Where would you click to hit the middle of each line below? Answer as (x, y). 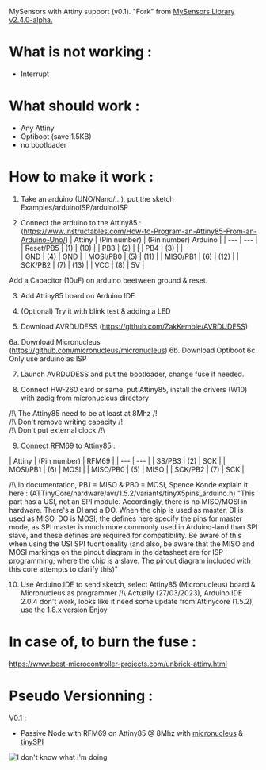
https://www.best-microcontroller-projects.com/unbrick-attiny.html (118, 664)
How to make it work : (81, 177)
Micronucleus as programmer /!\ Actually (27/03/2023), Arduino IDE (131, 593)
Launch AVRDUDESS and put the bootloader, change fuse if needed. (132, 374)
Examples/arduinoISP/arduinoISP (74, 207)
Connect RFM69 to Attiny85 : (68, 445)
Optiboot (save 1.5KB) (56, 136)
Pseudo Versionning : (81, 696)
